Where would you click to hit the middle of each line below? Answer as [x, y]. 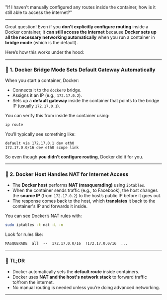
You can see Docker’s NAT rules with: [43, 216]
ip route [14, 125]
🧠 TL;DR [15, 261]
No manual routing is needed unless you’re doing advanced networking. [86, 287]
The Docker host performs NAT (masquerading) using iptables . [79, 185]
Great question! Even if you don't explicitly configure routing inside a [77, 27]
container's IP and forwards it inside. [50, 206]
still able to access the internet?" [39, 12]
